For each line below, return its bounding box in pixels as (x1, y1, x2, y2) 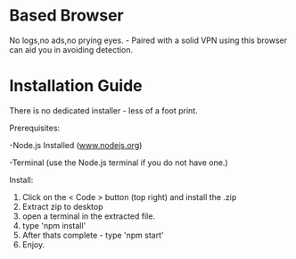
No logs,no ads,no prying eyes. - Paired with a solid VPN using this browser (9, 35, 288, 46)
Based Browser (9, 5, 125, 26)
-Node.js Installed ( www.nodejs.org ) (9, 139, 143, 150)
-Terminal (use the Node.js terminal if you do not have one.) (9, 157, 228, 168)
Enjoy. (21, 238, 45, 250)
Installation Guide (9, 76, 143, 96)
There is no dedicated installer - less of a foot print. (9, 104, 198, 116)
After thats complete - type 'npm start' (21, 230, 164, 240)
